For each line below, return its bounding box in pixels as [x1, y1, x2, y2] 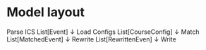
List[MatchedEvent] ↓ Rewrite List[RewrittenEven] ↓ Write [6, 35, 177, 43]
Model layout [6, 4, 85, 20]
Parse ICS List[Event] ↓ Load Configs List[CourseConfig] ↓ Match [6, 27, 200, 36]
